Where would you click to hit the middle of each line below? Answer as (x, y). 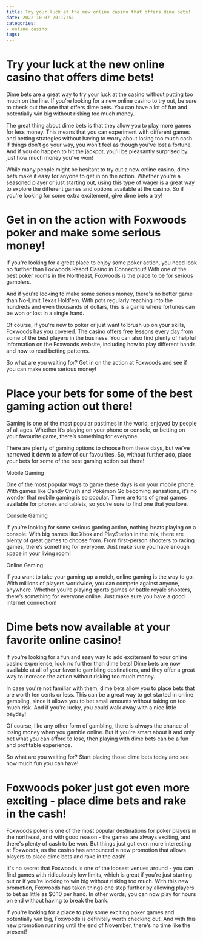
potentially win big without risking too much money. (71, 114)
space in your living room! (39, 553)
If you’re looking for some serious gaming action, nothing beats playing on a (101, 527)
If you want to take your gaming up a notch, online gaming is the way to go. (100, 577)
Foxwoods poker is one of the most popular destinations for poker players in (101, 830)
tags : (13, 35)
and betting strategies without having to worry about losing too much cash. (100, 139)
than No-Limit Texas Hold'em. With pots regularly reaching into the (90, 300)
